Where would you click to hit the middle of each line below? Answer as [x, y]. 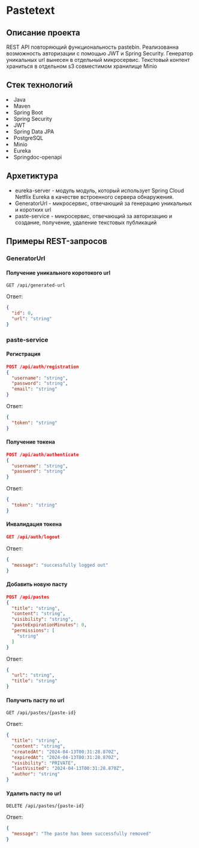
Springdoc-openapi [38, 157]
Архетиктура [32, 176]
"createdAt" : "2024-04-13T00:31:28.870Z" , [65, 752]
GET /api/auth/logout [33, 537]
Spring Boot [28, 112]
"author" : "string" [36, 774]
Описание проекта [43, 33]
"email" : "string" [35, 389]
